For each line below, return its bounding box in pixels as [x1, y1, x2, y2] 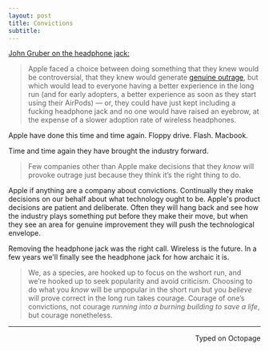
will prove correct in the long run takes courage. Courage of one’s [27, 293, 245, 303]
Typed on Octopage [195, 333, 261, 343]
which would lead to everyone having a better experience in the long [27, 81, 255, 91]
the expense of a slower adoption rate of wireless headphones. [27, 115, 237, 125]
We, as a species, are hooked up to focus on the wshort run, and [27, 268, 242, 277]
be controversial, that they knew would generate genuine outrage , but [27, 73, 259, 83]
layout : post [8, 11, 52, 20]
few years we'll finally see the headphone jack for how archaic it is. [8, 252, 230, 262]
